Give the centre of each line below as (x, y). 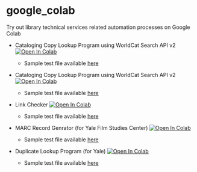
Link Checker (31, 104)
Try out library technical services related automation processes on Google (98, 27)
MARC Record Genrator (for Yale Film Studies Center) (81, 127)
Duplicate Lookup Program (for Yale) (60, 151)
